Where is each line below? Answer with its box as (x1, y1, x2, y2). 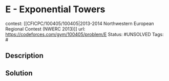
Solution (5, 69, 33, 77)
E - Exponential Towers (5, 4, 105, 15)
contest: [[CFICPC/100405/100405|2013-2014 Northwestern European (5, 20, 155, 26)
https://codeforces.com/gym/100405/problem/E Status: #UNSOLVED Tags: (5, 31, 164, 37)
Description (5, 51, 44, 60)
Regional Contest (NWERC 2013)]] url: (5, 25, 86, 32)
